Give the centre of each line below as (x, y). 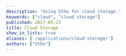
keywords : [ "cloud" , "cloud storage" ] (53, 17)
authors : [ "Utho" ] (28, 44)
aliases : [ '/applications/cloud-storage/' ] (60, 38)
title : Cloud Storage (32, 28)
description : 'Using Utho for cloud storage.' (64, 11)
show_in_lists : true (31, 33)
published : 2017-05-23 (34, 22)
